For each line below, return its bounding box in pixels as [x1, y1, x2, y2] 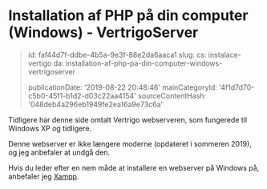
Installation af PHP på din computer [8, 6, 249, 25]
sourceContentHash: [137, 90, 207, 100]
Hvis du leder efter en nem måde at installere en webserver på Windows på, [8, 163, 260, 172]
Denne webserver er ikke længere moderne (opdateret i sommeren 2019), [8, 139, 253, 148]
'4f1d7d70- [219, 82, 255, 92]
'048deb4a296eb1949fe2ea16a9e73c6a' [27, 99, 164, 109]
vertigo [27, 58, 52, 68]
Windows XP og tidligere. [8, 123, 92, 133]
